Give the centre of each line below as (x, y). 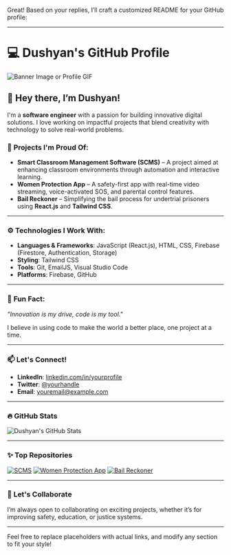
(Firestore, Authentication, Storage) (67, 253)
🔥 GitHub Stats (32, 416)
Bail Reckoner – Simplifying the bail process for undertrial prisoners (113, 199)
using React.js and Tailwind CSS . (65, 207)
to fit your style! (30, 544)
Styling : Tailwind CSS (48, 260)
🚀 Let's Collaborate (40, 494)
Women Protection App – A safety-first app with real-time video (108, 185)
